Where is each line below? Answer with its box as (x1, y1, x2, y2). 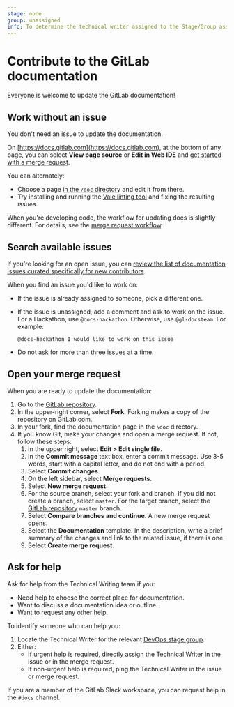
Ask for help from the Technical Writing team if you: (7, 579, 155, 588)
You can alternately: (7, 172, 65, 180)
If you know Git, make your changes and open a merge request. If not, (17, 429, 219, 438)
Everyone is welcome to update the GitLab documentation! (7, 91, 175, 100)
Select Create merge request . (27, 541, 115, 549)
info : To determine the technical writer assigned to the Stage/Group (7, 23, 217, 30)
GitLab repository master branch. (27, 503, 122, 512)
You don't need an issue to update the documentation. (7, 130, 164, 138)
